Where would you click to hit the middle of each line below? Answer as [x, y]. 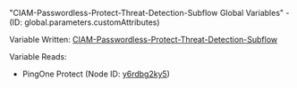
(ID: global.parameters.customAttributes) [85, 22]
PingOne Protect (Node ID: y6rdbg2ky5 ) [96, 74]
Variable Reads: [38, 56]
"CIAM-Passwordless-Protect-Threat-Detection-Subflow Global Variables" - [149, 13]
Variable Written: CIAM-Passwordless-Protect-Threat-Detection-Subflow [144, 40]
